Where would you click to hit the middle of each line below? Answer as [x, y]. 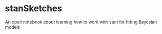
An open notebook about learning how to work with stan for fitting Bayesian [81, 22]
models [13, 27]
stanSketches [34, 8]
